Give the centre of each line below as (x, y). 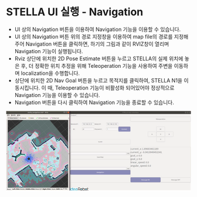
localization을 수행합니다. (50, 73)
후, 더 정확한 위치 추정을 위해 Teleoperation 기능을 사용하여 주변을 (97, 65)
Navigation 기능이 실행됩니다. (49, 51)
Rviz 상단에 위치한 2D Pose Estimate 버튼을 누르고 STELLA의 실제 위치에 (99, 58)
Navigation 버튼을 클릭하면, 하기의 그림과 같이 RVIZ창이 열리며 (97, 44)
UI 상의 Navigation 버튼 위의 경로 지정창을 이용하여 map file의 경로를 (94, 36)
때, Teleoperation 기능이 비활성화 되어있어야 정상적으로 (111, 88)
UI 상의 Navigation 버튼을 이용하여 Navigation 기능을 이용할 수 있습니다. (98, 29)
